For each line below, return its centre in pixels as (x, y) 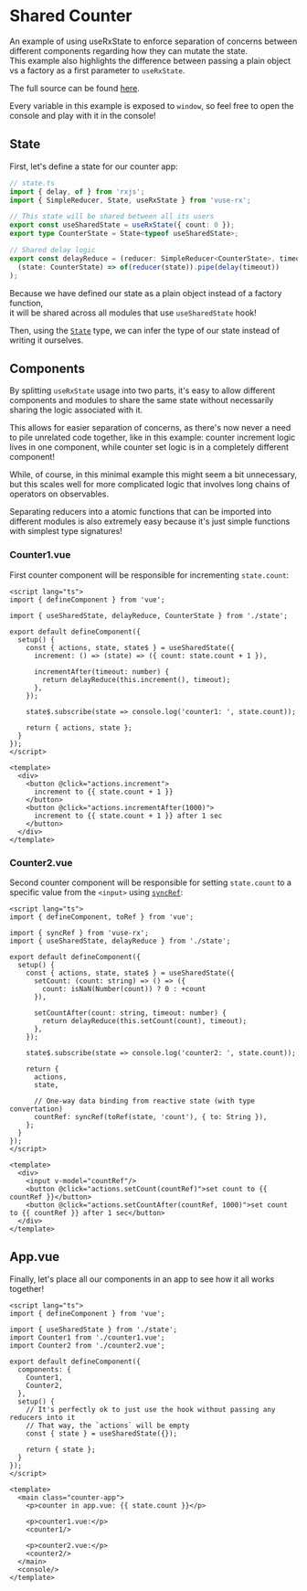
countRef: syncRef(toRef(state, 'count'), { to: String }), (150, 1116)
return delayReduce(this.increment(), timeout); (137, 679)
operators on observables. (59, 494)
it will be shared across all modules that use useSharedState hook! (133, 313)
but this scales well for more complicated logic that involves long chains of (150, 485)
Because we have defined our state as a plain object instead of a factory (146, 293)
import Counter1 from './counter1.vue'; (88, 1337)
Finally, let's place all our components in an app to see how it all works (142, 1279)
